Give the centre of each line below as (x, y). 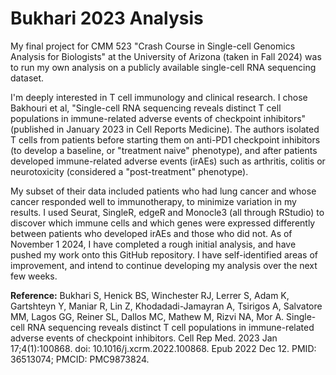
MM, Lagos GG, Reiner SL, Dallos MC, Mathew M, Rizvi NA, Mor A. (147, 316)
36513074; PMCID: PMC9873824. (80, 359)
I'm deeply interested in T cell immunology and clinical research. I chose (159, 97)
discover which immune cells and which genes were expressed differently (163, 223)
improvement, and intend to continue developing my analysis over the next (164, 265)
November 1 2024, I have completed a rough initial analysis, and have (153, 244)
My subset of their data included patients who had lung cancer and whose (163, 191)
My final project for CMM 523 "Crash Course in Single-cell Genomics (153, 46)
